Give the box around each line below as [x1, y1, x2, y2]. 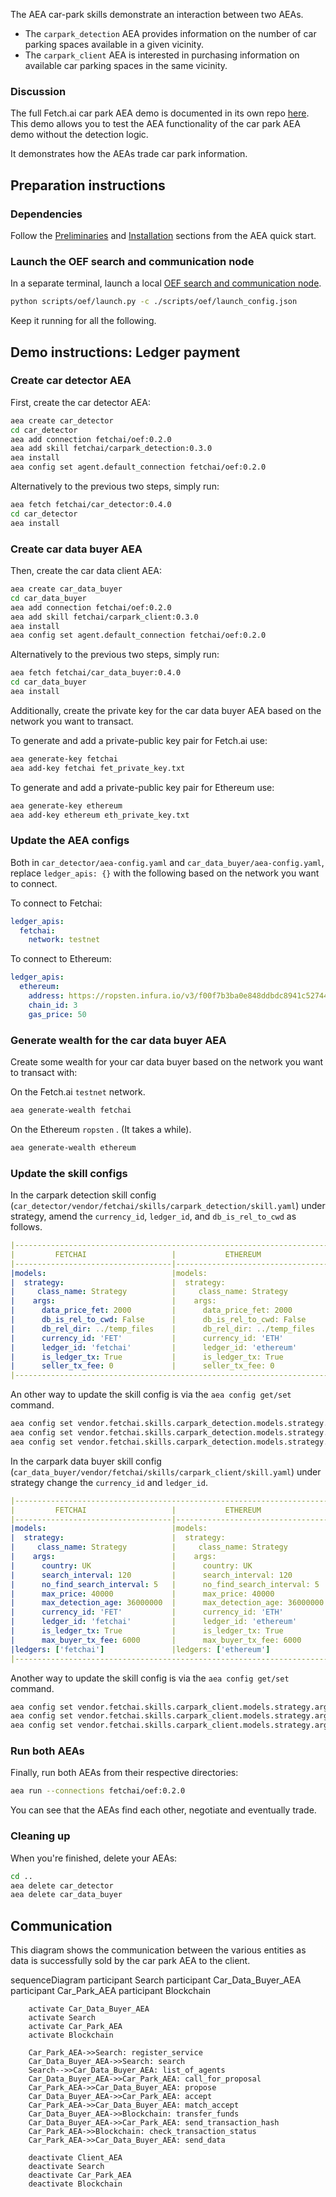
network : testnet [28, 935, 101, 945]
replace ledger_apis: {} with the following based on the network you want [10, 867, 320, 879]
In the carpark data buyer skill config [10, 1455, 162, 1467]
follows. [10, 1221, 43, 1233]
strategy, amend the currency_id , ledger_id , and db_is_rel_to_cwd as [10, 1210, 297, 1223]
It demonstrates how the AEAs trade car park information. [10, 148, 248, 160]
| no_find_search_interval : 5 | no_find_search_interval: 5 [10, 1579, 320, 1589]
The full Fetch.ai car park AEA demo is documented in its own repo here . [10, 107, 310, 119]
